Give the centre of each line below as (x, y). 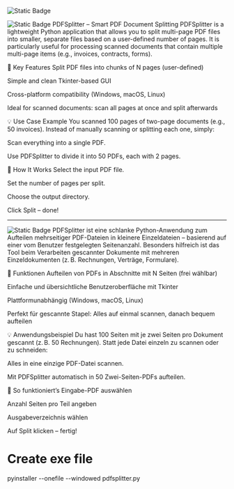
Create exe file (50, 459)
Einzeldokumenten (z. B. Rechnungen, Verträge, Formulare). (93, 260)
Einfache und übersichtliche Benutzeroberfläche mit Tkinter (93, 287)
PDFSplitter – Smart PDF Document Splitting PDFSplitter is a (138, 24)
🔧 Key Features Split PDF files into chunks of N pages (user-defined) (106, 67)
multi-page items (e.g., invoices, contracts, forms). (80, 54)
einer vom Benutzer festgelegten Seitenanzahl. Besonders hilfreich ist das (113, 245)
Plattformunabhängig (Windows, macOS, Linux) (76, 300)
